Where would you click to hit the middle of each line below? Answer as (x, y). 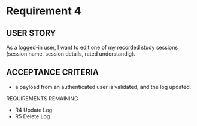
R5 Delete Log (32, 116)
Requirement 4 (44, 11)
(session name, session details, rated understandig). (71, 54)
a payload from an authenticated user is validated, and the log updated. (103, 87)
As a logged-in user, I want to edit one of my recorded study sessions (92, 47)
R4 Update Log (34, 110)
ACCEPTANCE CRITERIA (52, 73)
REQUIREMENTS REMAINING (43, 98)
